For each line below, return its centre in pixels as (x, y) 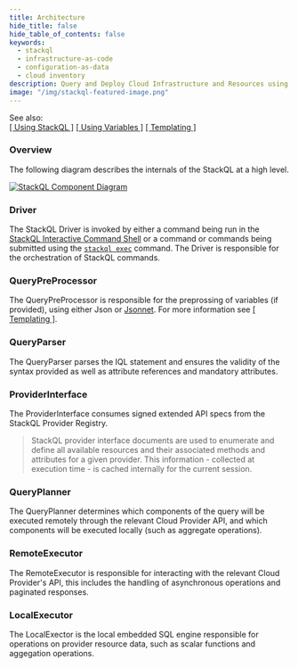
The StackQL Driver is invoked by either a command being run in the (134, 229)
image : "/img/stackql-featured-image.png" (89, 92)
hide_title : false (43, 26)
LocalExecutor (41, 614)
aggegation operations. (52, 653)
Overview (31, 150)
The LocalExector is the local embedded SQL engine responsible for (134, 634)
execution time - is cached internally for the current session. (141, 468)
